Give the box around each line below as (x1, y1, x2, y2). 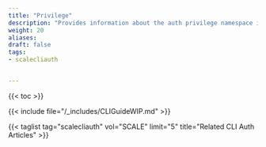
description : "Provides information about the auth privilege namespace (8, 19, 253, 27)
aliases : (8, 33, 37, 42)
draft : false (8, 41, 51, 49)
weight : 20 (8, 26, 44, 34)
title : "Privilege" (8, 11, 73, 20)
